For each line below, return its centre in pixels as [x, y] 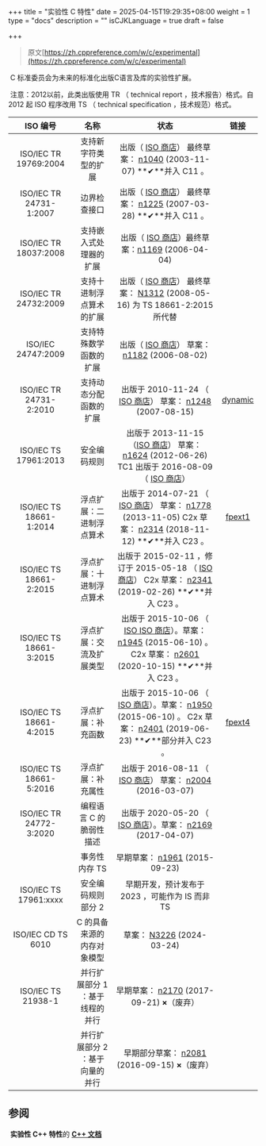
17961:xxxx [40, 900]
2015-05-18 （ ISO [174, 568]
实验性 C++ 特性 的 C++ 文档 [56, 1134]
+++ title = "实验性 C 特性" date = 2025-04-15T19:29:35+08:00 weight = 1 [129, 12]
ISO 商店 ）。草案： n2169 [165, 825]
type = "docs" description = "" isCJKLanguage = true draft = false [116, 21]
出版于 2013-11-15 [165, 433]
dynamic [237, 400]
